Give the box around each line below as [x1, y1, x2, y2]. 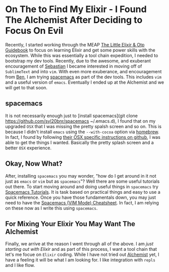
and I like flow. [5, 262, 35, 268]
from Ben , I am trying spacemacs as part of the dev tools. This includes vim [5, 74, 162, 80]
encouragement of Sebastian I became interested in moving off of [5, 63, 142, 69]
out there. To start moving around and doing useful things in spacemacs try [5, 183, 159, 190]
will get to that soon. [5, 84, 48, 90]
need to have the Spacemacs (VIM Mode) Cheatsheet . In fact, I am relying [5, 199, 159, 205]
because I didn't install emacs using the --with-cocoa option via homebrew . [5, 129, 160, 135]
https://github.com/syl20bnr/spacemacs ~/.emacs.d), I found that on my [5, 118, 156, 124]
